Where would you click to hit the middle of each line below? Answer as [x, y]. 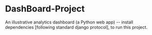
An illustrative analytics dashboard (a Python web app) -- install [69, 22]
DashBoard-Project [45, 9]
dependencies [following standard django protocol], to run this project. [76, 27]
